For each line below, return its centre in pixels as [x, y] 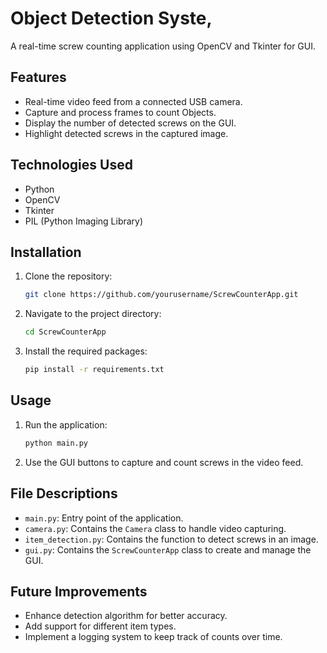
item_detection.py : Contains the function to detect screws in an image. [171, 539]
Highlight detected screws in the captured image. [126, 133]
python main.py [56, 443]
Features [38, 77]
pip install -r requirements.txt [94, 370]
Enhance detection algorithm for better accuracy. [126, 616]
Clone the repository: [68, 276]
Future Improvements [79, 591]
